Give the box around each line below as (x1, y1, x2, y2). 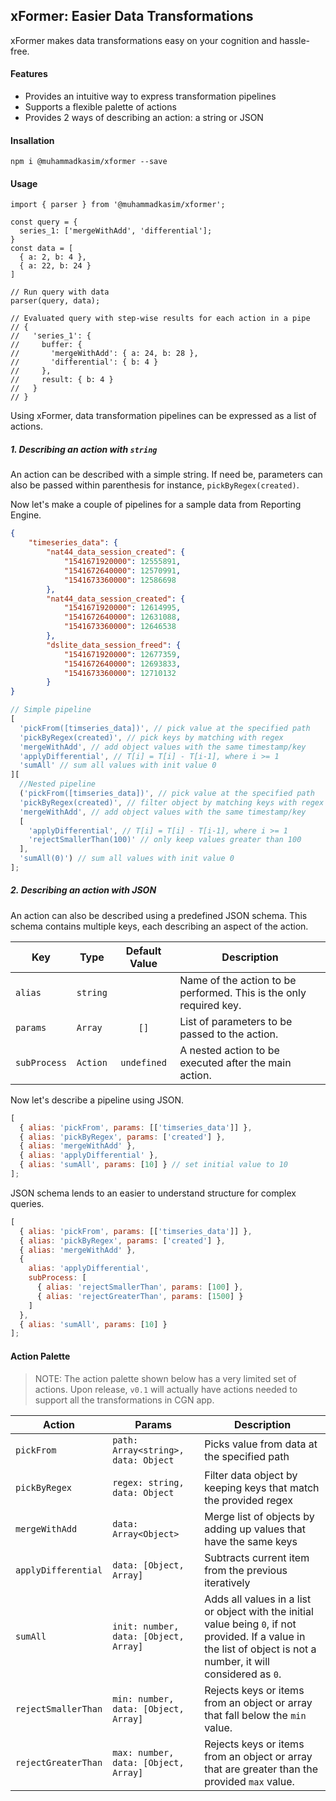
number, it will (204, 1654, 270, 1668)
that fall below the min (204, 1708, 307, 1722)
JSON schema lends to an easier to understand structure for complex (10, 1187, 297, 1199)
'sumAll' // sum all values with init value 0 (19, 760, 217, 771)
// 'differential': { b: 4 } (10, 357, 159, 368)
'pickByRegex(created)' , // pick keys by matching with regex (19, 732, 284, 743)
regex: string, (112, 1477, 185, 1488)
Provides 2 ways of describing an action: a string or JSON (24, 112, 264, 124)
